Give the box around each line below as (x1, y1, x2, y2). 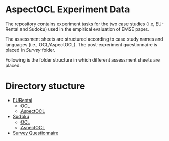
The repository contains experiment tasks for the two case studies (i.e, (5, 21, 155, 27)
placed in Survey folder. (5, 47, 55, 53)
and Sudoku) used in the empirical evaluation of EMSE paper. (19, 26, 149, 32)
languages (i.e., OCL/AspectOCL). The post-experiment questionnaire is (5, 41, 158, 47)
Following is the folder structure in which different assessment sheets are (5, 56, 160, 63)
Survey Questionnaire (12, 130, 59, 136)
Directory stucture (5, 80, 86, 92)
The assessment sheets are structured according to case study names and (5, 36, 163, 42)
